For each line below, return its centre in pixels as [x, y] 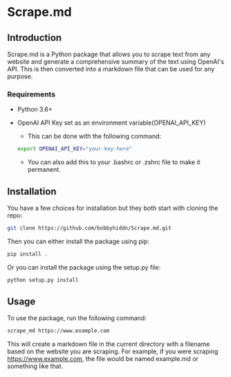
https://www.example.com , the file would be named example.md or [103, 359]
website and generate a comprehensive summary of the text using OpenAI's [116, 62]
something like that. [35, 366]
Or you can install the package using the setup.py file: [84, 267]
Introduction [35, 38]
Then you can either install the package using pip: [78, 241]
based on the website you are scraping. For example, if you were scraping [113, 351]
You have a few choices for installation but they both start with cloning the [113, 208]
